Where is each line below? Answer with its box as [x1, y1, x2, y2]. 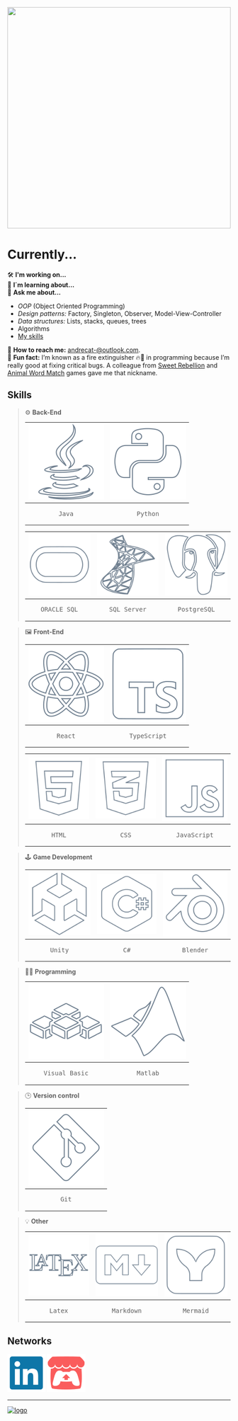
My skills [17, 331, 44, 340]
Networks [7, 1335, 52, 1347]
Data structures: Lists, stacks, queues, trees [17, 316, 147, 325]
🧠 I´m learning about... [7, 280, 75, 289]
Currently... [7, 246, 77, 263]
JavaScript [176, 831, 214, 839]
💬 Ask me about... [7, 287, 62, 297]
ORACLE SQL [40, 605, 79, 614]
